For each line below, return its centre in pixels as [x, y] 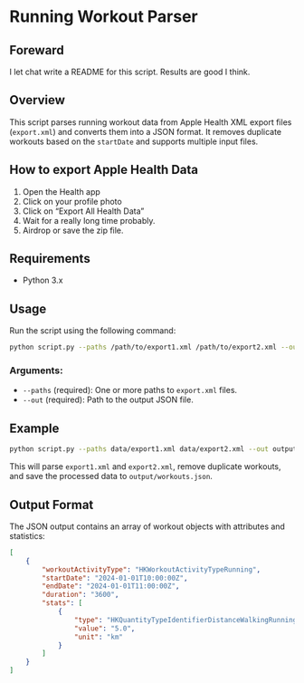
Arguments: [36, 370]
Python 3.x [43, 280]
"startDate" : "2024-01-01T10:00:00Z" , [115, 578]
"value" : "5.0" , [104, 628]
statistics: [27, 535]
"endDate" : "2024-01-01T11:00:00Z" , [111, 586]
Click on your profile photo [72, 201]
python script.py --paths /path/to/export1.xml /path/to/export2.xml [143, 347]
